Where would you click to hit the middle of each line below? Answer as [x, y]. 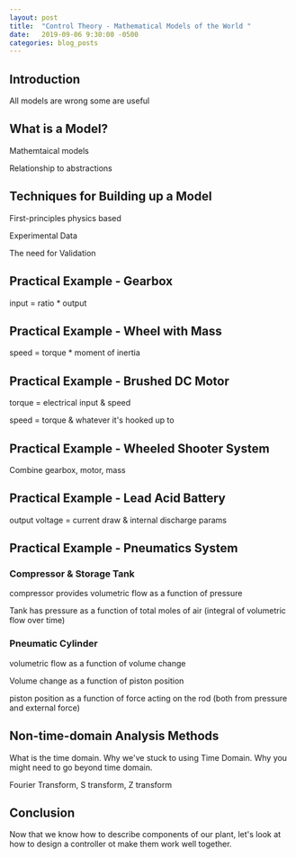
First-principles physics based [65, 218]
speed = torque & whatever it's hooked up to [92, 420]
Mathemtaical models [49, 150]
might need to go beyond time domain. [81, 767]
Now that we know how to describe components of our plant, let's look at [145, 835]
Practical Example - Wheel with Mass [116, 331]
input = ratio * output [48, 303]
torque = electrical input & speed [70, 403]
